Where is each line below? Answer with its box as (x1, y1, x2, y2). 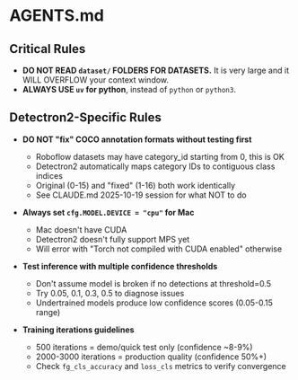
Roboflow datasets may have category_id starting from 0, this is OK (35, 151, 285, 162)
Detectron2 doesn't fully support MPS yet (35, 234, 190, 244)
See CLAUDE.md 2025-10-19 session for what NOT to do (35, 190, 247, 200)
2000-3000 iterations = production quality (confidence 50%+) (35, 351, 267, 362)
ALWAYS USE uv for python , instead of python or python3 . (22, 84, 236, 94)
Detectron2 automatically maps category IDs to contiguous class (35, 161, 276, 172)
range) (35, 306, 61, 317)
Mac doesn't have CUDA (35, 224, 127, 234)
